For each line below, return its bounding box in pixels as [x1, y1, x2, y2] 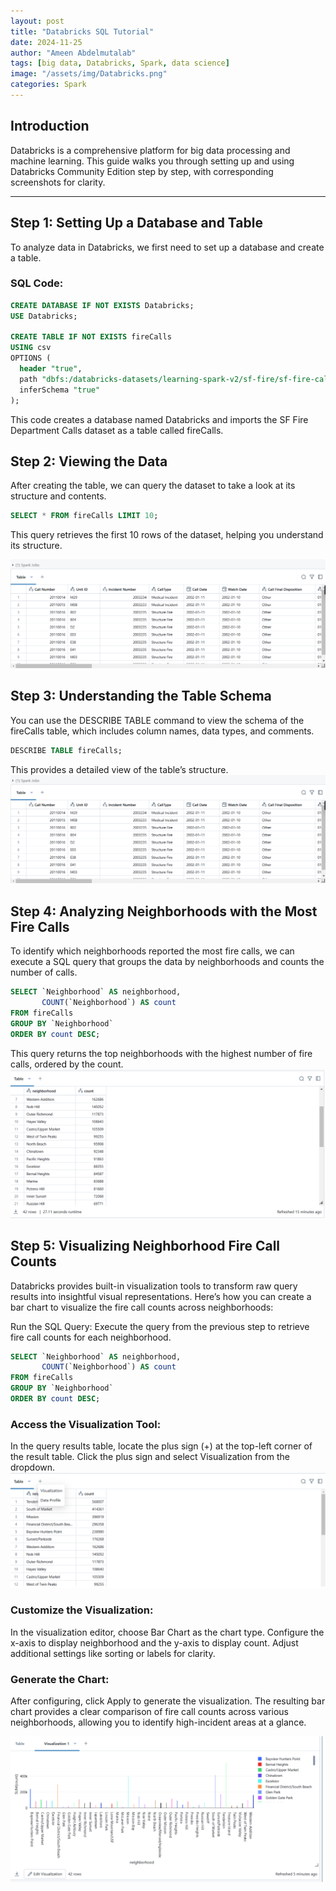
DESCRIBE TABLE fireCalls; [10, 745, 123, 755]
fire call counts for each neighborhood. [10, 1331, 172, 1343]
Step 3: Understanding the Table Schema [10, 688, 272, 705]
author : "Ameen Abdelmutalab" [10, 48, 137, 58]
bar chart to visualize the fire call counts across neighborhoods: [10, 1301, 274, 1313]
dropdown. [10, 1461, 56, 1474]
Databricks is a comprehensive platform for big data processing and [10, 144, 291, 156]
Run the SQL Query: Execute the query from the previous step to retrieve [10, 1320, 310, 1332]
